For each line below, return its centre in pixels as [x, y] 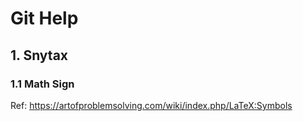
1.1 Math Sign [42, 84]
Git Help [44, 18]
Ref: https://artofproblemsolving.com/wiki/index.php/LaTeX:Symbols [151, 105]
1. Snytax [39, 55]
